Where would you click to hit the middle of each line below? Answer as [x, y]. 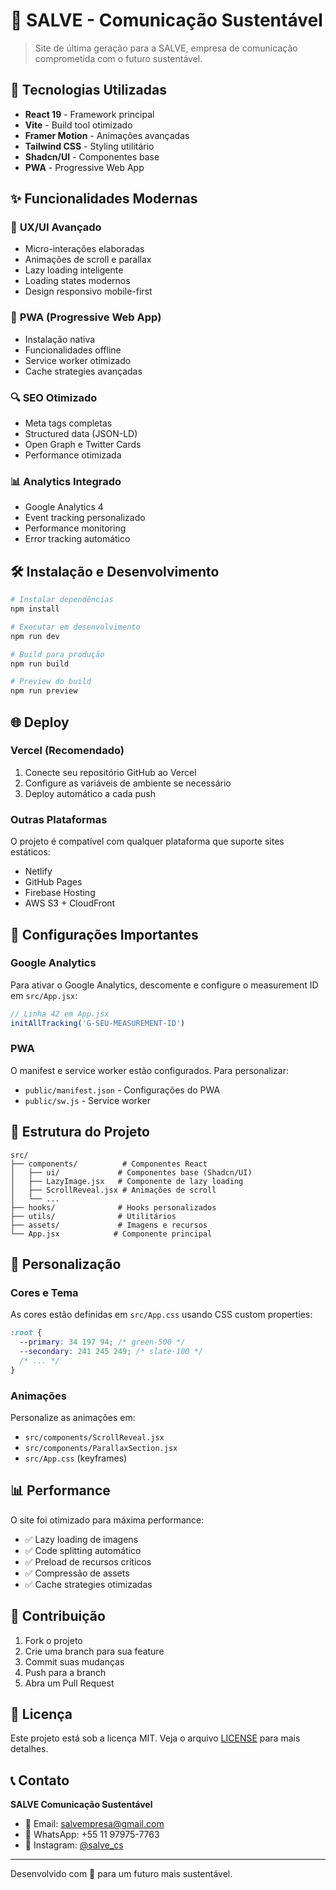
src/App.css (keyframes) [76, 1458]
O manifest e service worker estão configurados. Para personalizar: [150, 1070]
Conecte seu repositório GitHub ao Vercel [110, 772]
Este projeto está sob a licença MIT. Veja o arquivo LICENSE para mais [155, 1738]
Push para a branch [65, 1672]
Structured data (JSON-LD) [81, 434]
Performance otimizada [73, 455]
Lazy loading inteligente [74, 270]
